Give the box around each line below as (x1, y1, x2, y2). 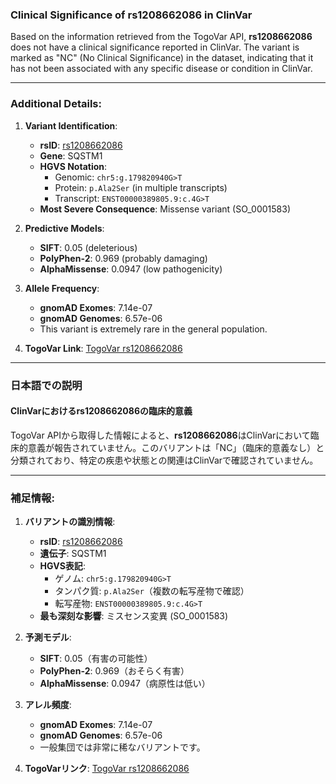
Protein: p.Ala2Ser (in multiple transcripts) (54, 181, 228, 193)
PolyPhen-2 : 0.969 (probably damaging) (39, 252, 208, 264)
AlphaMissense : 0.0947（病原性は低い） (39, 678, 211, 690)
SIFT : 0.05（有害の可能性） (39, 653, 153, 665)
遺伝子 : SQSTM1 (39, 548, 107, 560)
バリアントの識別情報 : (24, 516, 116, 528)
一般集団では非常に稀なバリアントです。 (39, 741, 206, 753)
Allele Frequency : (24, 282, 100, 294)
